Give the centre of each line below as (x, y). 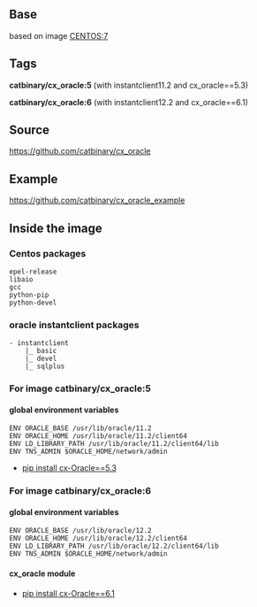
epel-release (33, 272)
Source (30, 131)
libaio (21, 279)
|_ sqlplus (45, 366)
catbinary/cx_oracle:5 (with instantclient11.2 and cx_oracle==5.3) (129, 85)
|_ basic (41, 351)
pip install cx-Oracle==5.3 (69, 468)
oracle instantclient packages (74, 325)
